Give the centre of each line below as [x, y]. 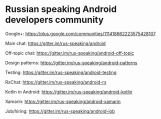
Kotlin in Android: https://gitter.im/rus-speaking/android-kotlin [69, 91]
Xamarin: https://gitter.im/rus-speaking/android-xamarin [63, 101]
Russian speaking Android [61, 9]
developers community [54, 20]
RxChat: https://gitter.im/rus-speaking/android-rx [56, 82]
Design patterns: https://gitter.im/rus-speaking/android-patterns [71, 62]
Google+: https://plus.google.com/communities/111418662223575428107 [80, 33]
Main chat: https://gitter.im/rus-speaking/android [55, 43]
